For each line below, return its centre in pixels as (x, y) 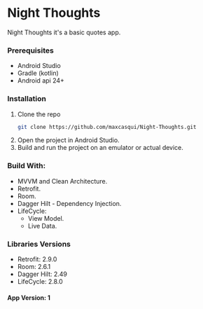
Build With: (27, 166)
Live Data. (42, 226)
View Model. (46, 218)
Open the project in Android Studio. (69, 140)
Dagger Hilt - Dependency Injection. (69, 203)
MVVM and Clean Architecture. (62, 181)
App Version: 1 (29, 297)
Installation (27, 99)
